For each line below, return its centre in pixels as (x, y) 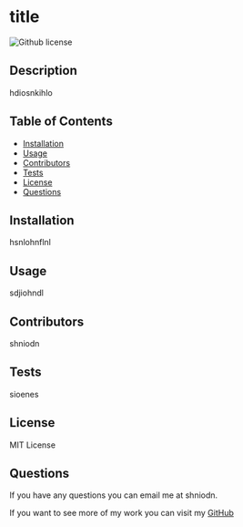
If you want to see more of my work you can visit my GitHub (122, 513)
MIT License (33, 445)
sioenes (24, 394)
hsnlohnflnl (30, 243)
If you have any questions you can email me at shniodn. (114, 495)
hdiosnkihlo (31, 92)
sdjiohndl (26, 293)
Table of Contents (61, 122)
